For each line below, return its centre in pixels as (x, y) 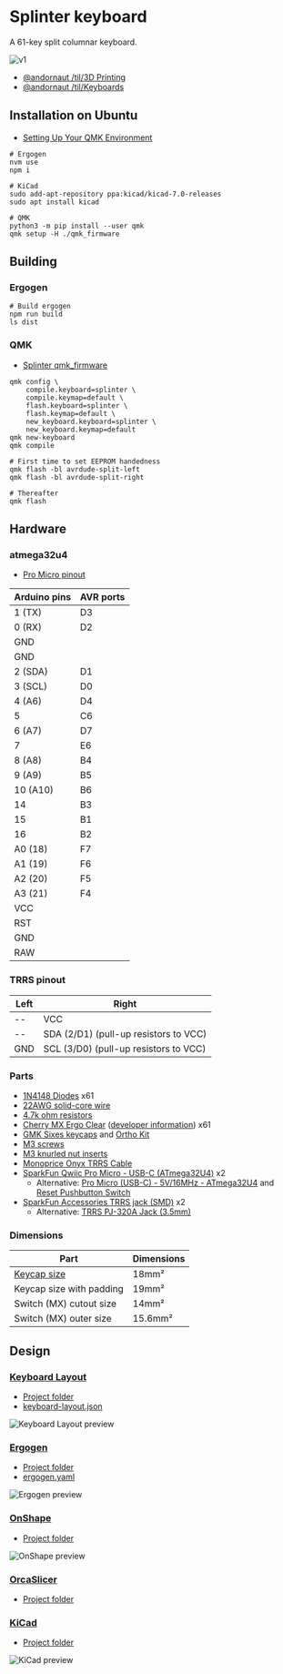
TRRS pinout (38, 980)
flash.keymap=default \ (71, 413)
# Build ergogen (40, 307)
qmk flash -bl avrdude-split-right (77, 477)
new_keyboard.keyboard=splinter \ (91, 421)
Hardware (38, 529)
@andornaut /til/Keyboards (73, 86)
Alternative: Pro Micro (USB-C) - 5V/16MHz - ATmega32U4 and (155, 1183)
